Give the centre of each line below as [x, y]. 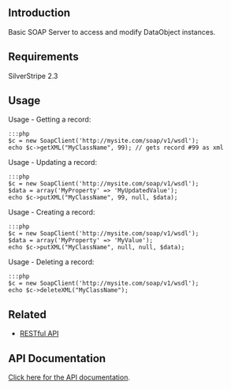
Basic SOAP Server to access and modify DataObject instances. [112, 32]
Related [28, 314]
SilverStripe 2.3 [33, 76]
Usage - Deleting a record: [51, 262]
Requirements [43, 57]
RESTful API [39, 334]
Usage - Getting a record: [50, 120]
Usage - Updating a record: [52, 163]
